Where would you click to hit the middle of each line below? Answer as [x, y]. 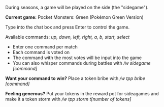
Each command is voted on [41, 52]
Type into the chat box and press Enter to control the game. [68, 27]
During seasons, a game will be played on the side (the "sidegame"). [77, 7]
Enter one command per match [45, 47]
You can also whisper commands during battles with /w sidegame [81, 63]
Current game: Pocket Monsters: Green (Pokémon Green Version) [74, 17]
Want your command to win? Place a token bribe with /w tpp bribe [75, 78]
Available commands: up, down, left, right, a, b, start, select [68, 37]
